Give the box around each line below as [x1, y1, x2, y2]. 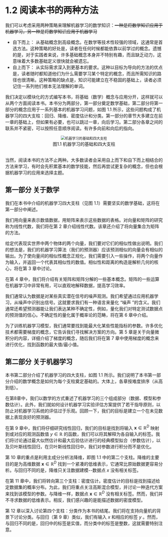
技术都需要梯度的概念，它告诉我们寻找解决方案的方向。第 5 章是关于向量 [5, 329, 155, 335]
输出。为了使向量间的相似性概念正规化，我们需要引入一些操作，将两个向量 [5, 252, 158, 259]
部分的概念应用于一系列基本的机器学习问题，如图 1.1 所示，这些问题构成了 [5, 106, 157, 112]
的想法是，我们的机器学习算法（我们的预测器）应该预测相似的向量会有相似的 [5, 246, 163, 252]
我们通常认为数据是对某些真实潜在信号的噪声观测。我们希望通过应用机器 [5, 293, 154, 299]
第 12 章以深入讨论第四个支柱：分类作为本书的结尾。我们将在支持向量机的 [5, 507, 157, 513]
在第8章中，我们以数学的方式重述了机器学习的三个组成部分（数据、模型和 [5, 395, 157, 401]
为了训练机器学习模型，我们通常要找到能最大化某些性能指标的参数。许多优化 [5, 322, 163, 328]
